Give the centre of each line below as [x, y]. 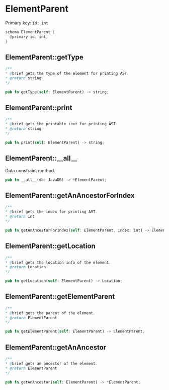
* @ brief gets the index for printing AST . [52, 212]
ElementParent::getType [45, 57]
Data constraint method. [30, 170]
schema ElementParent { [30, 32]
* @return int [20, 217]
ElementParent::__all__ [41, 158]
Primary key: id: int [27, 23]
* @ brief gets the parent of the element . [50, 313]
